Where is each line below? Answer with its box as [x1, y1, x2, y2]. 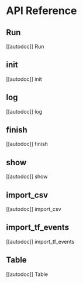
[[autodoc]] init [6, 75, 42, 83]
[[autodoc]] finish [6, 141, 49, 148]
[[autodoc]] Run [6, 43, 44, 50]
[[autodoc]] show [6, 173, 48, 180]
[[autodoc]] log [6, 108, 43, 115]
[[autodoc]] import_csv [6, 206, 61, 213]
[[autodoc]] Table [6, 271, 49, 278]
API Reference [6, 4, 77, 18]
